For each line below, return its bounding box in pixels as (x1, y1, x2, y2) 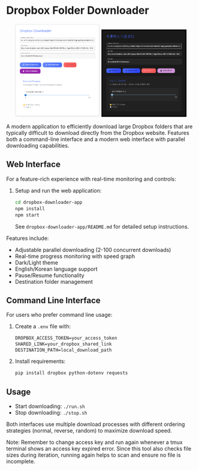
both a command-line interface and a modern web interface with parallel (6, 136, 186, 143)
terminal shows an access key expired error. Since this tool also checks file (6, 445, 192, 452)
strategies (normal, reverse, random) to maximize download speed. (6, 427, 172, 434)
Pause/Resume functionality (14, 271, 85, 279)
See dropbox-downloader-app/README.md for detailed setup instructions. (14, 223, 189, 230)
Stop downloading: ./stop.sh (14, 409, 88, 416)
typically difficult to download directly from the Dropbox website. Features (6, 130, 190, 137)
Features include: (6, 235, 49, 242)
